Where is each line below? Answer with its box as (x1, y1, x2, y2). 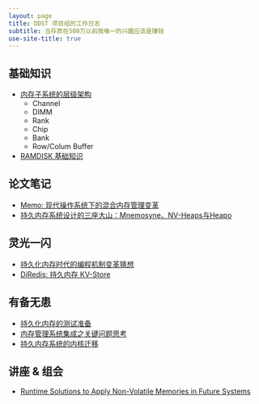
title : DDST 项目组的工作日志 (8, 19, 101, 28)
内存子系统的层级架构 (19, 90, 91, 100)
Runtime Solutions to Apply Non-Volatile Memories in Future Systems (19, 386, 251, 397)
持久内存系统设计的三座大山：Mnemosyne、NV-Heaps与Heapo (19, 210, 232, 219)
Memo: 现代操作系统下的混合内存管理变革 (19, 200, 159, 210)
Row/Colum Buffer (32, 142, 94, 151)
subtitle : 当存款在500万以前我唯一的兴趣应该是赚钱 (8, 27, 164, 35)
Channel (32, 99, 61, 108)
